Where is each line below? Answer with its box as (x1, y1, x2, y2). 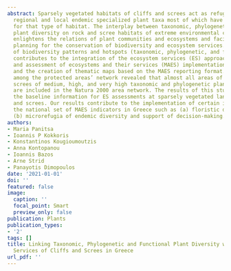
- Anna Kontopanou (7, 145, 60, 152)
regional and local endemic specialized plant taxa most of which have (13, 17, 223, 23)
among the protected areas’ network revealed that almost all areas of (13, 74, 223, 81)
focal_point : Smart (13, 203, 69, 210)
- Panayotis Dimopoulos (7, 163, 76, 171)
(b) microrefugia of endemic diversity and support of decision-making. (13, 112, 226, 119)
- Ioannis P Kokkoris (7, 132, 69, 139)
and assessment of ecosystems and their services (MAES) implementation (13, 61, 226, 68)
